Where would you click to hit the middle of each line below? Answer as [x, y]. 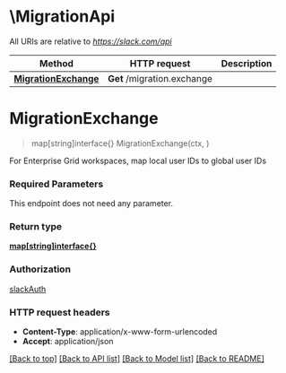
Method [56, 63]
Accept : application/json [68, 342]
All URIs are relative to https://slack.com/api [91, 41]
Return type [36, 227]
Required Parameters [56, 184]
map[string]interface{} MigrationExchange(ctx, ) [120, 143]
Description [247, 63]
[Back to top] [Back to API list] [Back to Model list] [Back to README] [137, 359]
